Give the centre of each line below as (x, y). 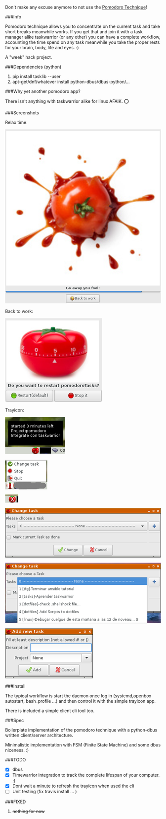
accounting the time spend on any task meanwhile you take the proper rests (83, 42)
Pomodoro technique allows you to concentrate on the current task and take (83, 26)
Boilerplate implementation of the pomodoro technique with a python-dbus (81, 730)
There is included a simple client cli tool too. (50, 711)
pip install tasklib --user (36, 76)
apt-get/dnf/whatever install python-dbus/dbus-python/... (71, 82)
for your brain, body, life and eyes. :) (42, 47)
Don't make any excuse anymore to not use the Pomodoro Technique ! (76, 7)
